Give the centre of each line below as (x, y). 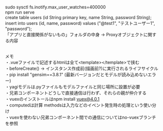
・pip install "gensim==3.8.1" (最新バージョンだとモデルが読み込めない (76, 75)
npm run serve (20, 12)
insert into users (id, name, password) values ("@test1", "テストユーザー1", (80, 23)
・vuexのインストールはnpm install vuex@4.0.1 (52, 99)
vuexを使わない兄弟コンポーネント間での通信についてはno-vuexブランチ (82, 117)
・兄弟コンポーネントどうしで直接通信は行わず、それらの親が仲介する (76, 93)
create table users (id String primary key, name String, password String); (78, 17)
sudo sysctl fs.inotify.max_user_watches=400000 (55, 7)
